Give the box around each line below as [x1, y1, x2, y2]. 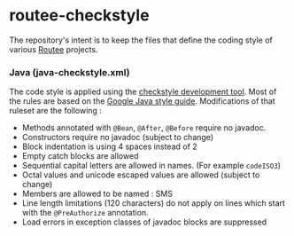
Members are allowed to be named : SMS [21, 188, 173, 200]
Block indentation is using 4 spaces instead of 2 [21, 141, 197, 152]
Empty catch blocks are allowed [21, 151, 139, 161]
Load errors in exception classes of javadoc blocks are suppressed [21, 216, 267, 227]
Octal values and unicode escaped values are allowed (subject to [21, 169, 260, 180]
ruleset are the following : [9, 106, 102, 116]
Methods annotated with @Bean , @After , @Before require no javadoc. [21, 122, 267, 133]
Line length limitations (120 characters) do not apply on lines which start [21, 198, 286, 208]
